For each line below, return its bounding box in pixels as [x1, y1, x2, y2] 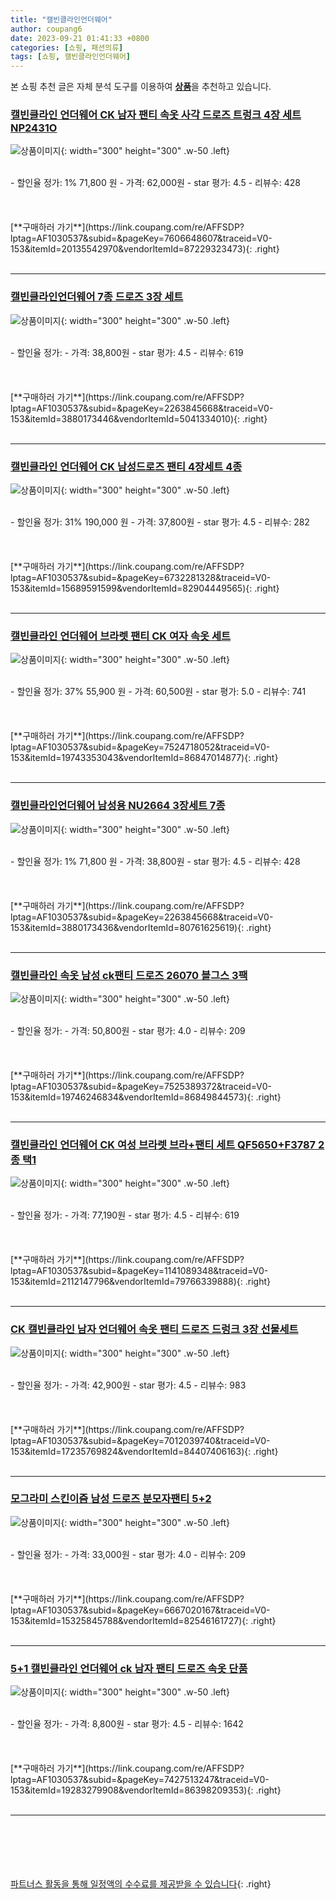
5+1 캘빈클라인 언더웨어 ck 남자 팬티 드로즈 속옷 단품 [10, 1661, 248, 1675]
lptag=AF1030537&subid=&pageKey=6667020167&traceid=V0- [10, 1604, 271, 1616]
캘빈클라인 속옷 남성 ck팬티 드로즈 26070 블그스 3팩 [10, 968, 248, 982]
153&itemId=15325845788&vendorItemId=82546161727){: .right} [10, 1614, 277, 1626]
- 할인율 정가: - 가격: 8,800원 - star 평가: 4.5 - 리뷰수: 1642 [10, 1718, 244, 1730]
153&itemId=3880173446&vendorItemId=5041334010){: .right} [10, 412, 268, 425]
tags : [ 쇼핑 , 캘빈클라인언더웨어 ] [10, 52, 132, 62]
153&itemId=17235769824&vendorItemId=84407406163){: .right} [10, 1445, 279, 1457]
